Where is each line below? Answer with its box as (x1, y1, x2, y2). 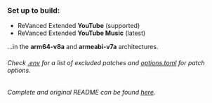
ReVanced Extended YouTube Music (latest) (17, 29, 146, 37)
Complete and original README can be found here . (7, 88, 156, 96)
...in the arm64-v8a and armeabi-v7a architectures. (7, 43, 159, 51)
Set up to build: (7, 6, 60, 15)
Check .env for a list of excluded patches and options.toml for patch (7, 58, 205, 67)
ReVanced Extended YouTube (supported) (17, 22, 140, 30)
